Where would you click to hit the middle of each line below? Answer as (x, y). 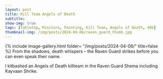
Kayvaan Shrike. (21, 71)
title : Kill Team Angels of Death (40, 14)
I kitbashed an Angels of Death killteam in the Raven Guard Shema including (81, 66)
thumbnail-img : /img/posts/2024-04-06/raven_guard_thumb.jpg (69, 32)
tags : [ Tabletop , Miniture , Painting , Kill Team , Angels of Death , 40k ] (81, 28)
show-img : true (20, 23)
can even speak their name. (33, 56)
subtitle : (15, 19)
